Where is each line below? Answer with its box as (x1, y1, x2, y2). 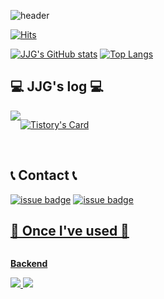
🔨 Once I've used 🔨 (10, 223, 130, 240)
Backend (10, 258, 48, 270)
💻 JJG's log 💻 (10, 78, 104, 95)
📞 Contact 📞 (10, 167, 78, 184)
